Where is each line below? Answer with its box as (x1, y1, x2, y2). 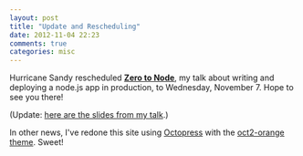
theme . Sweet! (9, 137, 64, 148)
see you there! (9, 92, 64, 103)
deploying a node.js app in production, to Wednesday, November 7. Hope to (9, 82, 294, 93)
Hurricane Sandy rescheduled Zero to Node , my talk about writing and (9, 72, 275, 83)
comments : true (9, 38, 68, 48)
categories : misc (9, 47, 76, 57)
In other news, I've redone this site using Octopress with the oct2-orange (9, 127, 285, 138)
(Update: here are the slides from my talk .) (9, 109, 169, 120)
